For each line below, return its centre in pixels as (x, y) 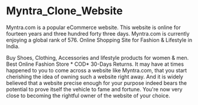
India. (13, 46)
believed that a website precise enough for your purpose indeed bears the (97, 83)
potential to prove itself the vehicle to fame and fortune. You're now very (94, 89)
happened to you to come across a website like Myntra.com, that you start (97, 70)
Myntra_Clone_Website (64, 11)
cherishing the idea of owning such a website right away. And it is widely (95, 77)
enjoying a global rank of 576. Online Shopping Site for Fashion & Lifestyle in (99, 40)
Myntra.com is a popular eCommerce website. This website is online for (94, 27)
